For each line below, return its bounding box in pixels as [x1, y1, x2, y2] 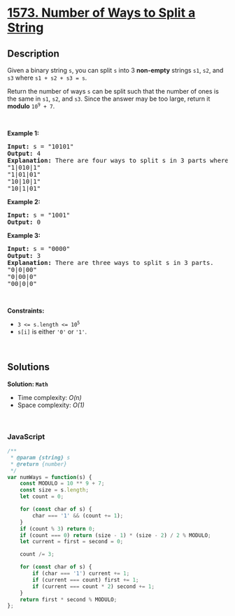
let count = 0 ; [20, 493, 64, 501]
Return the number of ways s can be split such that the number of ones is [7, 87, 219, 95]
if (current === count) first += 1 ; [32, 576, 139, 583]
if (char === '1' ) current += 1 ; [32, 570, 130, 578]
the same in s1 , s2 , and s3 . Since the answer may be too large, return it [7, 94, 211, 103]
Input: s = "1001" [7, 211, 71, 219]
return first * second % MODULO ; [20, 596, 117, 603]
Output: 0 [7, 218, 41, 226]
